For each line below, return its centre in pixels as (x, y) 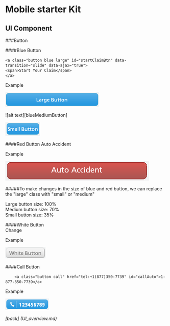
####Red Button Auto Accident (38, 144)
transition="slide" (26, 65)
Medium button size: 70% (32, 209)
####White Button (25, 225)
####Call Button (22, 267)
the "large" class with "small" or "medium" (50, 194)
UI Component (29, 28)
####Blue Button (23, 50)
